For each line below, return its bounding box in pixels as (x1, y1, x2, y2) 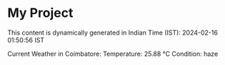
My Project (7, 5, 74, 21)
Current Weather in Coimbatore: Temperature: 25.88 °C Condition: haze (7, 49, 219, 58)
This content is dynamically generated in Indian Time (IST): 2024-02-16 (7, 28, 218, 37)
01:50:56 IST (7, 35, 45, 44)
